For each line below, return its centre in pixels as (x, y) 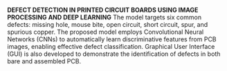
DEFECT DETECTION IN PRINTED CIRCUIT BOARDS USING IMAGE (103, 10)
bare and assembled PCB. (44, 61)
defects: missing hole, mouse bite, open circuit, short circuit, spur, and (108, 24)
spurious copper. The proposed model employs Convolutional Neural (106, 32)
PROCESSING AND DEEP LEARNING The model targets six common (105, 17)
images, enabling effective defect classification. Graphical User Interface (111, 47)
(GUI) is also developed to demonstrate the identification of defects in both (114, 54)
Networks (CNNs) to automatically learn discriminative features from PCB (112, 39)
